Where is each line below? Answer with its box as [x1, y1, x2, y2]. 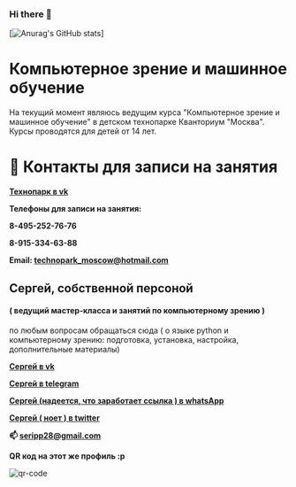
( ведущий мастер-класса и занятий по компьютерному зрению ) [9, 305, 265, 316]
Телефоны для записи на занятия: [9, 204, 142, 214]
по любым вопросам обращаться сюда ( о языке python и [9, 325, 230, 336]
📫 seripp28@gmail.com [9, 429, 102, 441]
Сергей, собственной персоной [9, 281, 194, 296]
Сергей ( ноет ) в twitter [9, 412, 100, 423]
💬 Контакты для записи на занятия [9, 157, 278, 177]
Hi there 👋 [9, 8, 53, 20]
